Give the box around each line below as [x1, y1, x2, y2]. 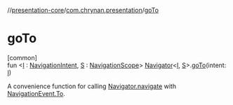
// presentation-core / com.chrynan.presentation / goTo [7, 6, 159, 14]
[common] [7, 53, 37, 62]
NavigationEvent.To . [7, 89, 65, 97]
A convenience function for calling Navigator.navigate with [7, 82, 177, 90]
